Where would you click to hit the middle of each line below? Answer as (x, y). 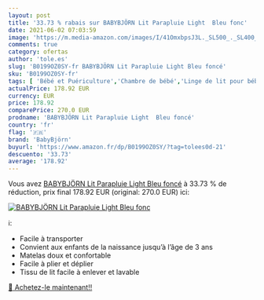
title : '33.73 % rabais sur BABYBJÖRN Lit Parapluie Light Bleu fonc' (128, 23)
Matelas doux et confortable (65, 255)
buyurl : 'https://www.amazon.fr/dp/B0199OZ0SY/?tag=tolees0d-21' (117, 147)
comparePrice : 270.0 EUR (49, 111)
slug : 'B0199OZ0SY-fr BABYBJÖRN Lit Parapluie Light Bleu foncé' (117, 67)
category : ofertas (38, 52)
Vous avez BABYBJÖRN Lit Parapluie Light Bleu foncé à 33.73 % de (117, 184)
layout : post (29, 15)
